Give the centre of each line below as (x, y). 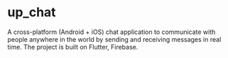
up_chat (32, 12)
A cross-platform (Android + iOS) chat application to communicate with (112, 32)
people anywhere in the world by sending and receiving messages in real (114, 39)
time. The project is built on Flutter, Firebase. (73, 47)
